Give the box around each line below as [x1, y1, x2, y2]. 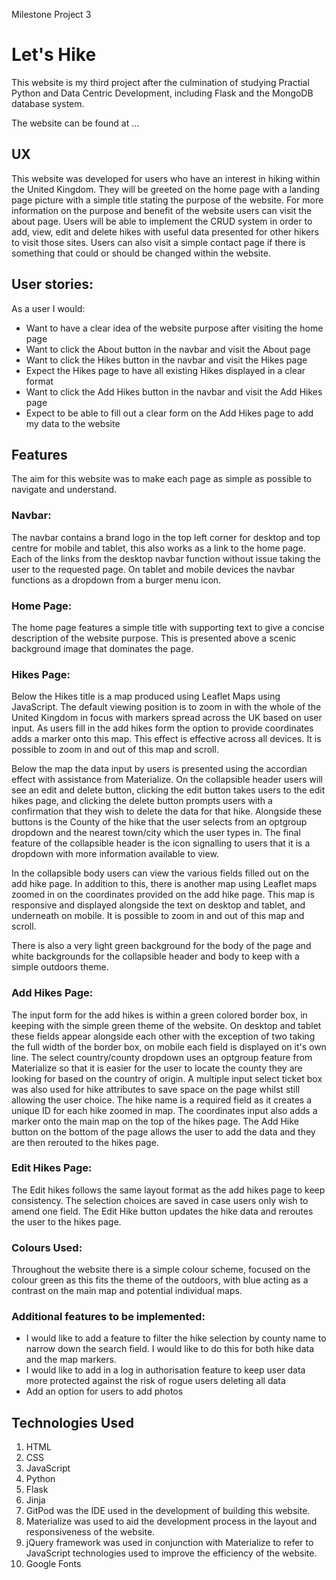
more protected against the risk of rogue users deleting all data [25, 1375, 286, 1387]
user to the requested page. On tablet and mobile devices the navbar [11, 563, 296, 575]
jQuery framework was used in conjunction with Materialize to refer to [25, 1537, 314, 1549]
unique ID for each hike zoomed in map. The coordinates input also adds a [11, 1104, 318, 1116]
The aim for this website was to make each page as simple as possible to [11, 473, 313, 485]
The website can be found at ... [11, 117, 140, 129]
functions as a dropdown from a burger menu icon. [11, 574, 222, 586]
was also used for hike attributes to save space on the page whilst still [11, 1083, 301, 1095]
